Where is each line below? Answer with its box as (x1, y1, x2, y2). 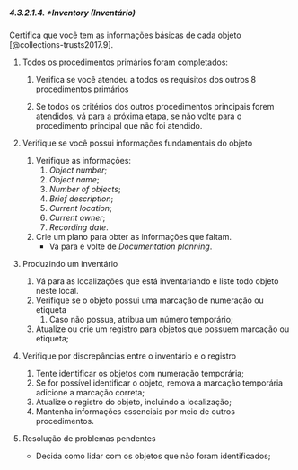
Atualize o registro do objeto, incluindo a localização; (35, 396, 232, 407)
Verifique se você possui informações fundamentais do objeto (22, 137, 253, 148)
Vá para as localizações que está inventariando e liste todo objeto (35, 275, 279, 287)
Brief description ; (48, 193, 114, 204)
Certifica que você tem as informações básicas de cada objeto (9, 30, 241, 40)
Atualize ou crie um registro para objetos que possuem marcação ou (35, 324, 290, 334)
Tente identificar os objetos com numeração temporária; (35, 368, 244, 378)
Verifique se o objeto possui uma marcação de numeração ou (35, 295, 265, 306)
